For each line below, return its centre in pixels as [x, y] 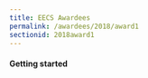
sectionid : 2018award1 [52, 34]
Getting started [38, 63]
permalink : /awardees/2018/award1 [74, 26]
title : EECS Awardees [50, 18]
